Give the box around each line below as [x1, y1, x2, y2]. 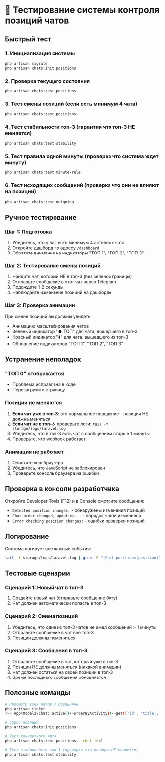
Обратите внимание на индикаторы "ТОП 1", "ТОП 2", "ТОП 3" [12, 250, 144, 256]
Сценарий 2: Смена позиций [5, 613, 78, 620]
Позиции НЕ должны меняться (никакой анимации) [12, 664, 122, 670]
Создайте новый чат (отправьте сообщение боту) [12, 595, 118, 601]
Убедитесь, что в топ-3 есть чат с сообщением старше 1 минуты [12, 430, 150, 436]
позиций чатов [5, 15, 69, 26]
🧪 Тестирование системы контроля [5, 4, 160, 16]
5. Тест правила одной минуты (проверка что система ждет [5, 153, 159, 160]
